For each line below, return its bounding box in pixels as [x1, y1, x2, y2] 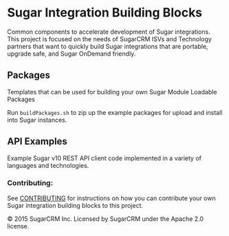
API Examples [7, 136, 67, 147]
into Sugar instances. [7, 116, 67, 124]
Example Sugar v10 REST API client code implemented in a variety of [7, 153, 201, 162]
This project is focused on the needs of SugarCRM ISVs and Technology [7, 34, 212, 43]
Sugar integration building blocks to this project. [7, 201, 143, 209]
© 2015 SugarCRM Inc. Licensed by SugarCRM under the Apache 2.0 [7, 215, 204, 223]
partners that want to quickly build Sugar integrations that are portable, [7, 42, 208, 50]
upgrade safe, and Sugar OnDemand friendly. [7, 50, 136, 58]
